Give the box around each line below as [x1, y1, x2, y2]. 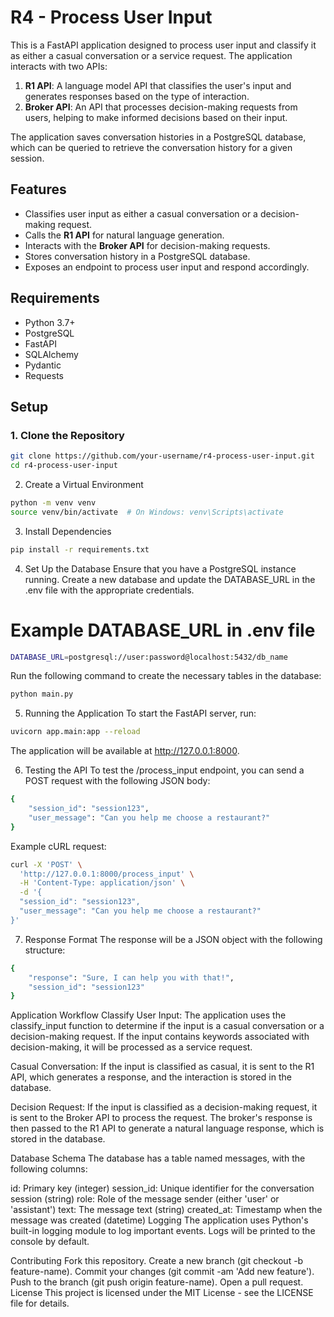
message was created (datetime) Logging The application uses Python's [10, 1214, 309, 1226]
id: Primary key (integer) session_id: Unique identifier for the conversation [10, 1182, 315, 1195]
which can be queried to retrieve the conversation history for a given [10, 141, 293, 153]
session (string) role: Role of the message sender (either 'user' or [10, 1193, 280, 1205]
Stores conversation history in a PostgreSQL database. [24, 250, 251, 262]
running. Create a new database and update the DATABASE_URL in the [24, 573, 316, 585]
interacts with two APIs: [10, 60, 108, 72]
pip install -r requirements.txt [10, 544, 150, 555]
